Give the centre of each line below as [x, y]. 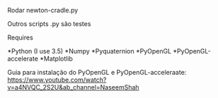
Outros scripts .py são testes [49, 24]
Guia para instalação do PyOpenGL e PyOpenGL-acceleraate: [97, 72]
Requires [20, 37]
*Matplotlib [56, 59]
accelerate [23, 59]
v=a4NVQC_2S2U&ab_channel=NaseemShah [73, 87]
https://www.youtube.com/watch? [57, 80]
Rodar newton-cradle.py [43, 10]
